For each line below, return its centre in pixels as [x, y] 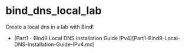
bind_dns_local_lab [54, 11]
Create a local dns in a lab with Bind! [50, 27]
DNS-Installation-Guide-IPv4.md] [54, 44]
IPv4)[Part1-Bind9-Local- [150, 38]
